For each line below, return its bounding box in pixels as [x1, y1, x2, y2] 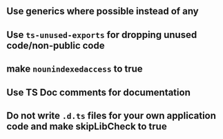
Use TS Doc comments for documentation [6, 86, 191, 98]
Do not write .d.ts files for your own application [6, 109, 217, 121]
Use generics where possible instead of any [6, 6, 199, 17]
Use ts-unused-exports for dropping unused [6, 29, 197, 41]
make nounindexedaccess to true [6, 63, 143, 75]
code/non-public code [6, 39, 105, 51]
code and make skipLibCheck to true [6, 120, 167, 132]
